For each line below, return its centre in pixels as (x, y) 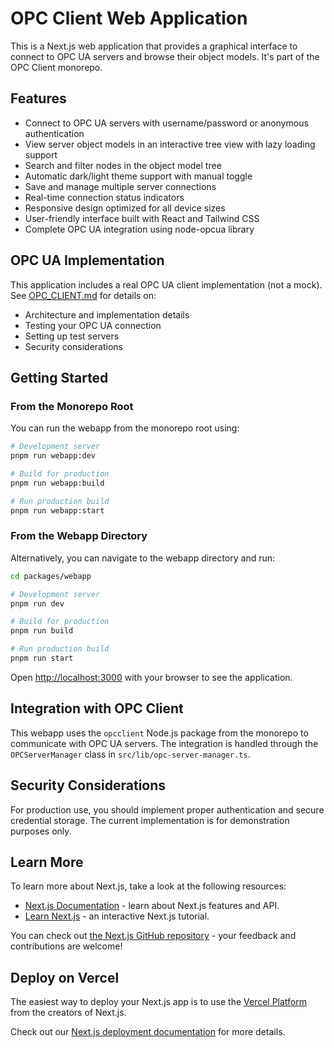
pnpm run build (42, 631)
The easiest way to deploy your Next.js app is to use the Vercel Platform (159, 1002)
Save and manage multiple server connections (120, 186)
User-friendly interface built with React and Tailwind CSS (142, 218)
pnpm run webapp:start (57, 510)
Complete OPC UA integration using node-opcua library (139, 229)
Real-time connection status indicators (104, 197)
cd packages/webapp (51, 576)
